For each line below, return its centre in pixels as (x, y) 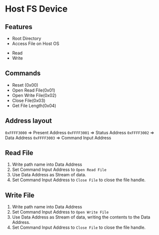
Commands (23, 73)
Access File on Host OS (36, 44)
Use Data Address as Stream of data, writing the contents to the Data (81, 217)
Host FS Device (36, 9)
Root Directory (26, 38)
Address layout (29, 121)
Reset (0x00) (25, 85)
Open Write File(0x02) (34, 95)
